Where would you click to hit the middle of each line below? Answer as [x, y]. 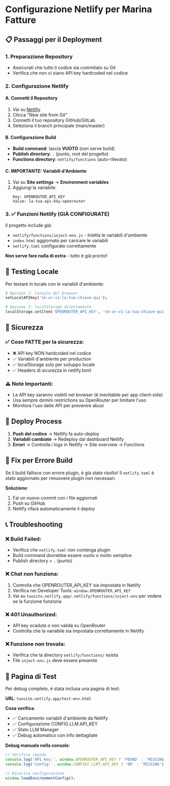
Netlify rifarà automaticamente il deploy [54, 508]
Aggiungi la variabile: [34, 188]
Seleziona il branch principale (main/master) [59, 126]
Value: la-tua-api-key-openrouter [49, 202]
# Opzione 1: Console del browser [42, 293]
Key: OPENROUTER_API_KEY [39, 197]
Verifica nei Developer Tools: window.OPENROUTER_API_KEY [71, 591]
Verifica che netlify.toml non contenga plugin [61, 550]
